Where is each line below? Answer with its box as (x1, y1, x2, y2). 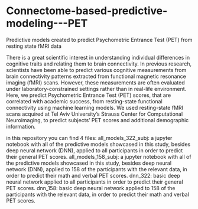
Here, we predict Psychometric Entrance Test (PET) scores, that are (6, 92, 171, 99)
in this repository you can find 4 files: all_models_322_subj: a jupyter (6, 134, 173, 141)
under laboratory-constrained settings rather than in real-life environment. (6, 85, 187, 92)
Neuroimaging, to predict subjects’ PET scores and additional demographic (6, 116, 189, 123)
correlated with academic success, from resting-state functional (6, 97, 163, 105)
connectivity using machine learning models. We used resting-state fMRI (6, 104, 184, 111)
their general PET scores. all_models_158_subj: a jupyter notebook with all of (6, 153, 191, 160)
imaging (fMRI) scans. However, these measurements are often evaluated (6, 79, 185, 86)
